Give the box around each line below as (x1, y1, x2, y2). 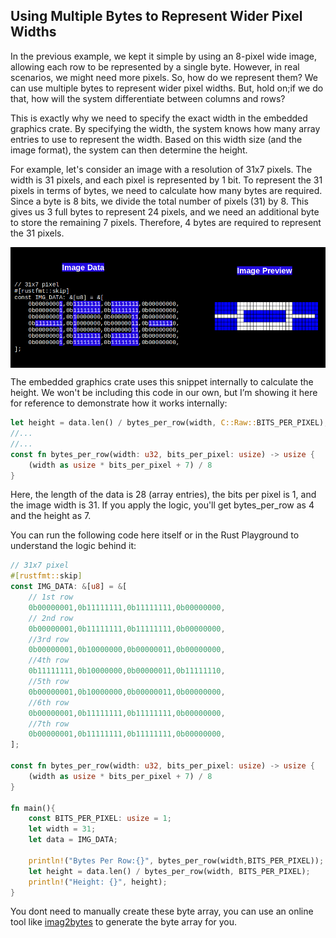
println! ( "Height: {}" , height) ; (28, 877, 168, 887)
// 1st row (28, 592, 74, 603)
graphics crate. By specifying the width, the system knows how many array (10, 122, 321, 134)
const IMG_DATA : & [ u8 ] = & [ (10, 582, 128, 592)
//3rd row (28, 634, 70, 644)
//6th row (28, 697, 70, 708)
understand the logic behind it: (10, 540, 137, 552)
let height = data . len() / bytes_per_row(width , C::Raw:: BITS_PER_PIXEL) (10, 418, 325, 428)
